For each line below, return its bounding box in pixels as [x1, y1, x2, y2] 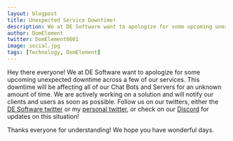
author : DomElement [7, 29, 64, 37]
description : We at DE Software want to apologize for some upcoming [7, 23, 213, 30]
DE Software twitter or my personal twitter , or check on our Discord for [7, 105, 209, 113]
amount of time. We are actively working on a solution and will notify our [7, 90, 214, 98]
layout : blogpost [7, 10, 58, 17]
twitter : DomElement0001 [7, 36, 79, 43]
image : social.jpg [7, 42, 60, 49]
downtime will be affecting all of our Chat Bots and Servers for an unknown [7, 83, 222, 91]
